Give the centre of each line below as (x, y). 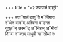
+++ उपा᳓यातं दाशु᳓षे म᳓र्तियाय (30, 17)
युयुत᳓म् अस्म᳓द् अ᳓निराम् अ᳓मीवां (31, 28)
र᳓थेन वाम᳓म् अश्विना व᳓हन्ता (28, 23)
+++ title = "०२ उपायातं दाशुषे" (32, 8)
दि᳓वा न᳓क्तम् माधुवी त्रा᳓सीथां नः (30, 34)
